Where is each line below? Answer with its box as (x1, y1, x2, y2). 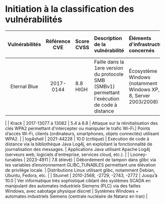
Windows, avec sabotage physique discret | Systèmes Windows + (5, 188, 139, 194)
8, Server (129, 92, 151, 99)
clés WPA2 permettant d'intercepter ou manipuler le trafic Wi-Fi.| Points (5, 125, 151, 131)
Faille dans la (94, 58, 124, 65)
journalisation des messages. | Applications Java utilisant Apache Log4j (5, 146, 150, 152)
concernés (129, 47, 155, 54)
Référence (46, 38, 71, 45)
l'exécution (94, 95, 119, 102)
